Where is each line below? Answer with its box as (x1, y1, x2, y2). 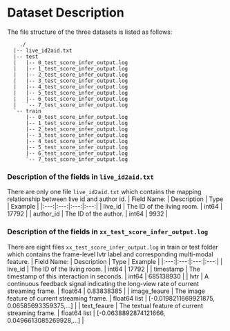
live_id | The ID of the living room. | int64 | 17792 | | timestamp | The (7, 265, 200, 273)
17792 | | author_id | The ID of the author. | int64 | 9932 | (7, 209, 168, 218)
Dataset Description (7, 5, 124, 21)
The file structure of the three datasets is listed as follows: (7, 28, 173, 36)
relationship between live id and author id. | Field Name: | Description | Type (7, 195, 224, 203)
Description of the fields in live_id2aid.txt (7, 171, 154, 181)
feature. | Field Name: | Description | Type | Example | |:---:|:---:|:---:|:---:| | (7, 257, 223, 265)
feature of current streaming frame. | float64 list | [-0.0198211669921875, (7, 294, 215, 302)
